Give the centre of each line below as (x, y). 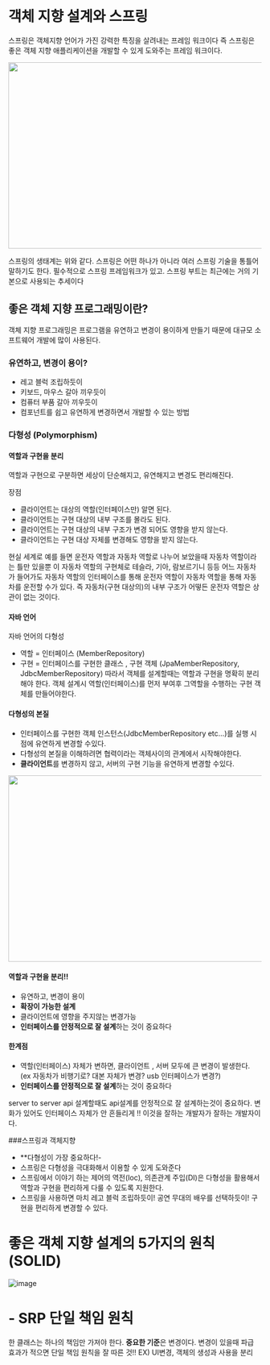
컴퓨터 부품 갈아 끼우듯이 (59, 402)
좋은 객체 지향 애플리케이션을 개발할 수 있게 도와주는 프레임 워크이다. (115, 50)
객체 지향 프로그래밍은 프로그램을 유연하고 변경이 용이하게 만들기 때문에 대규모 (131, 330)
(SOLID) (35, 1261)
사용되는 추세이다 (57, 281)
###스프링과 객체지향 (42, 1140)
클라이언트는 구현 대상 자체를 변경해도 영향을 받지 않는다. (109, 540)
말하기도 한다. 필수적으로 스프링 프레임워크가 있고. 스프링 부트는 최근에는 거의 (129, 271)
